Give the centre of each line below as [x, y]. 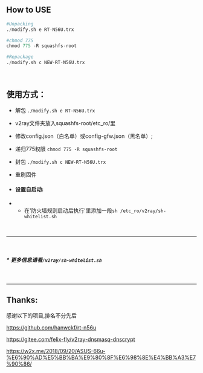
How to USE [29, 10]
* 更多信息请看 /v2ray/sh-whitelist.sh [54, 260]
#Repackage [20, 57]
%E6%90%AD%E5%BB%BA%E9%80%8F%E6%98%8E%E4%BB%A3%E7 [101, 357]
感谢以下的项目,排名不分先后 [42, 315]
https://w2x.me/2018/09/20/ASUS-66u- [56, 351]
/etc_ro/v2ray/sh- [143, 211]
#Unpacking [20, 24]
